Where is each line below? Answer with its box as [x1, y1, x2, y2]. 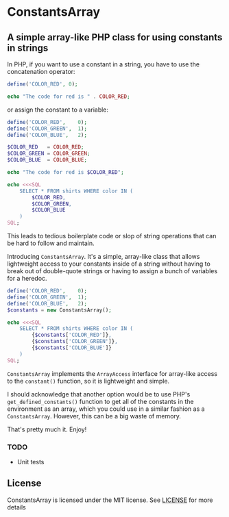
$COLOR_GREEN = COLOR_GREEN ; [7, 150, 91, 157]
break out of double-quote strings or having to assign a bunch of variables [7, 267, 218, 275]
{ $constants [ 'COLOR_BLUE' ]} [32, 344, 112, 351]
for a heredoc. [7, 275, 47, 282]
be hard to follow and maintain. [7, 239, 95, 247]
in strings [7, 42, 49, 53]
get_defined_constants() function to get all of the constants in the [7, 397, 194, 405]
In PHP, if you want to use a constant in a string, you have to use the [7, 60, 200, 68]
